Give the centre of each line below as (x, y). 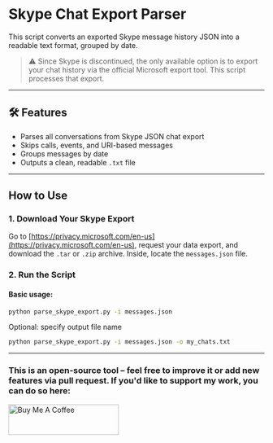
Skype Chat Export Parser (97, 14)
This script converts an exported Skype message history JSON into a (124, 37)
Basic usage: (31, 294)
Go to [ (20, 236)
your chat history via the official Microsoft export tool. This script (137, 69)
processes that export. (66, 78)
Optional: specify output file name (65, 327)
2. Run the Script (42, 275)
